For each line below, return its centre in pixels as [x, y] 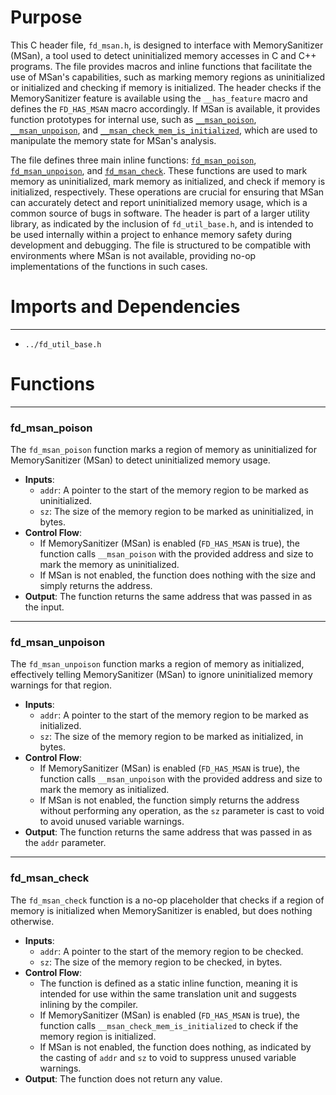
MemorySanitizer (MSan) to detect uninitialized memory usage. [140, 460]
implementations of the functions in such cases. [109, 266]
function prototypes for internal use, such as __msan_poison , [133, 119]
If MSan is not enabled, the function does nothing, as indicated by [175, 1047]
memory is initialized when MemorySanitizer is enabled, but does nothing [161, 910]
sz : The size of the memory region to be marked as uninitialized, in [176, 512]
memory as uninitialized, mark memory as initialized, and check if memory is [168, 181]
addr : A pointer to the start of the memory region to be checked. [171, 951]
